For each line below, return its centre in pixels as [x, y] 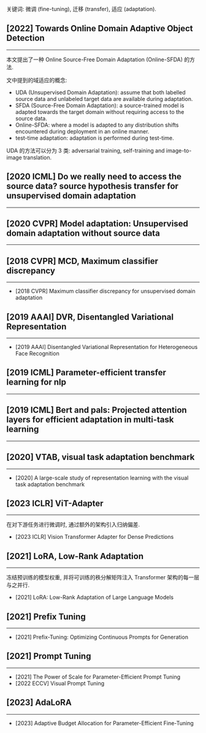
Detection [25, 38]
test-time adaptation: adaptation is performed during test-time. [94, 138]
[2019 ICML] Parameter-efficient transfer [86, 373]
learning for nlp [36, 382]
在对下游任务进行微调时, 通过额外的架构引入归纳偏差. [73, 525]
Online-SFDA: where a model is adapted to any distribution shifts [97, 125]
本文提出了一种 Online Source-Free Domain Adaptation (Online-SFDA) [94, 59]
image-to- [179, 150]
